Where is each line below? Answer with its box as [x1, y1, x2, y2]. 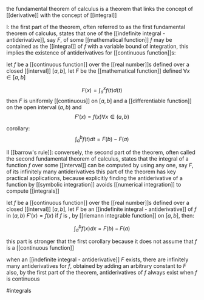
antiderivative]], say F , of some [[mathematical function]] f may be [6, 36, 172, 43]
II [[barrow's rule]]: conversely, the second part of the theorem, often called [6, 148, 195, 156]
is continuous [6, 275, 40, 282]
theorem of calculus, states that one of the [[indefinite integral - [6, 30, 166, 37]
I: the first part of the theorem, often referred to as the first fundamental [6, 24, 186, 30]
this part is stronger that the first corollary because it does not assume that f [6, 238, 197, 245]
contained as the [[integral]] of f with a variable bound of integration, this [6, 42, 189, 50]
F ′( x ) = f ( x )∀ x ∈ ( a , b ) [75, 113, 129, 121]
